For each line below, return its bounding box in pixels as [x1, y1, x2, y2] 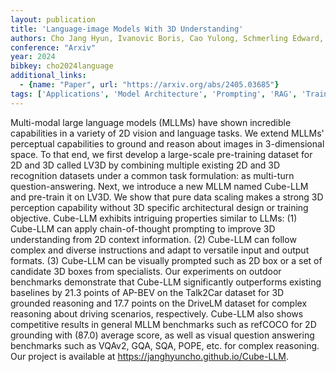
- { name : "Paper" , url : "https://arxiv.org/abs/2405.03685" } [19, 80, 280, 90]
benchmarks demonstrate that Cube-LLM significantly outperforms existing [10, 276, 322, 288]
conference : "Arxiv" [10, 42, 97, 53]
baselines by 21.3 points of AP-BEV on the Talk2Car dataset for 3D [10, 286, 285, 298]
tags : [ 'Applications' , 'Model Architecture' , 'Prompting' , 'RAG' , [10, 89, 298, 99]
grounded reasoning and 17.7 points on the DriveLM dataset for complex [10, 297, 308, 309]
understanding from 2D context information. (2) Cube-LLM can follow [10, 233, 297, 245]
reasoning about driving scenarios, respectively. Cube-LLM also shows [10, 307, 304, 320]
